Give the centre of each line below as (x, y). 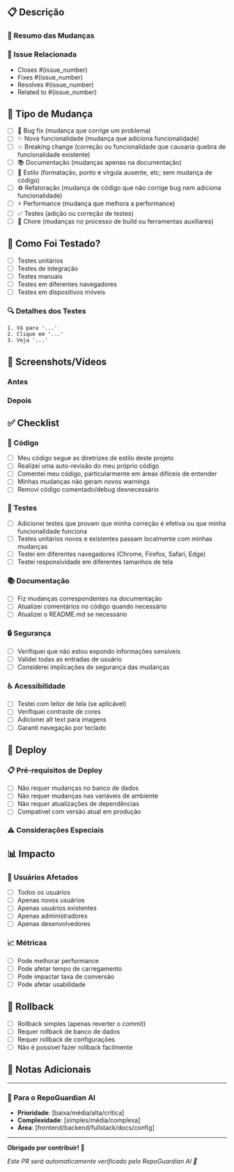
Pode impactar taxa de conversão (66, 976)
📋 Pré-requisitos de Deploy (55, 770)
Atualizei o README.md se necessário (72, 615)
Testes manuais (40, 276)
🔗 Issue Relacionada (42, 54)
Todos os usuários (44, 893)
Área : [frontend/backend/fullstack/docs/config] (86, 1128)
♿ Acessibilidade (37, 686)
